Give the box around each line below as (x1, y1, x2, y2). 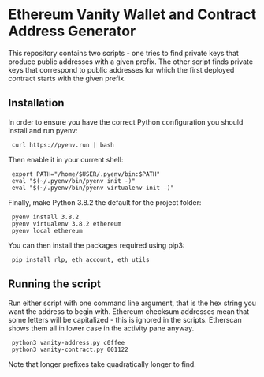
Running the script (8, 278, 101, 291)
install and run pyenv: (8, 125, 78, 135)
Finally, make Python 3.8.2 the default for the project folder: (8, 197, 202, 207)
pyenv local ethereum (11, 226, 83, 234)
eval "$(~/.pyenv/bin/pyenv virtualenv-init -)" (11, 184, 175, 192)
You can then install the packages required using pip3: (8, 241, 185, 250)
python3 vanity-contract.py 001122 (11, 345, 128, 353)
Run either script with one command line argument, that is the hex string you (8, 298, 257, 308)
